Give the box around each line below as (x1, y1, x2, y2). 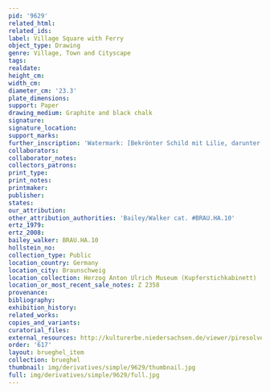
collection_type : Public (8, 251, 92, 259)
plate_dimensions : (8, 94, 70, 102)
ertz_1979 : (8, 221, 45, 229)
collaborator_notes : (8, 154, 78, 162)
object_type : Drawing (8, 42, 81, 50)
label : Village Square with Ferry (8, 34, 125, 43)
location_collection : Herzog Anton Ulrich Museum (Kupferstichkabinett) (8, 274, 257, 282)
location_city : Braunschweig (8, 266, 106, 274)
